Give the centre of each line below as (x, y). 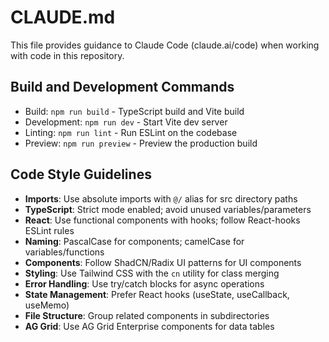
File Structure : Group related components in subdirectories (147, 315)
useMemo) (47, 305)
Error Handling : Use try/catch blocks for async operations (144, 283)
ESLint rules (49, 230)
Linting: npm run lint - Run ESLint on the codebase (131, 132)
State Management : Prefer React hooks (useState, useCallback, (157, 294)
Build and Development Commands (122, 87)
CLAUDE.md (63, 17)
